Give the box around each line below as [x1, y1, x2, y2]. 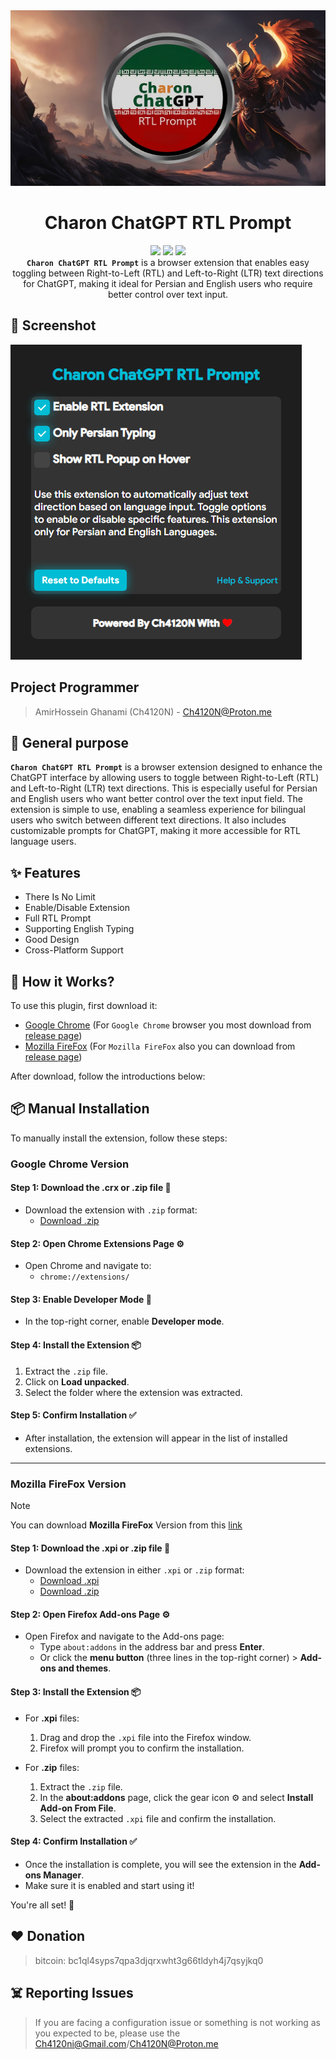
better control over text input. [107, 288, 229, 300]
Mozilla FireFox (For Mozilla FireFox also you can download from [24, 1040, 296, 1053]
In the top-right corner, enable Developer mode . [24, 1315, 225, 1328]
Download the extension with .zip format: [24, 1204, 198, 1216]
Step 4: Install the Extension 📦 [10, 1339, 142, 1351]
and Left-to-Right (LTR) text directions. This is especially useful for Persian [10, 782, 318, 794]
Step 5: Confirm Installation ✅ [10, 1409, 137, 1421]
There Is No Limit [24, 891, 96, 903]
